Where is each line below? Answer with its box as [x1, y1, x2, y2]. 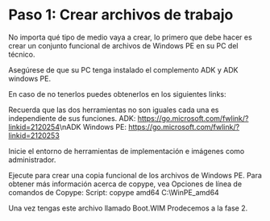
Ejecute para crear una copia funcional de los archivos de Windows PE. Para [8, 170, 262, 180]
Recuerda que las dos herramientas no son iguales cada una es [8, 105, 219, 115]
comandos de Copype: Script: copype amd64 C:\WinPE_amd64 [8, 187, 219, 197]
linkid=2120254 [8, 122, 60, 131]
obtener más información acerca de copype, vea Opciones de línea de [8, 179, 243, 189]
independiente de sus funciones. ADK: [8, 113, 136, 123]
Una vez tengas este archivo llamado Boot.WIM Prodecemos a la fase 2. [8, 203, 248, 213]
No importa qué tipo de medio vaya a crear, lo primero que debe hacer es [8, 32, 252, 42]
